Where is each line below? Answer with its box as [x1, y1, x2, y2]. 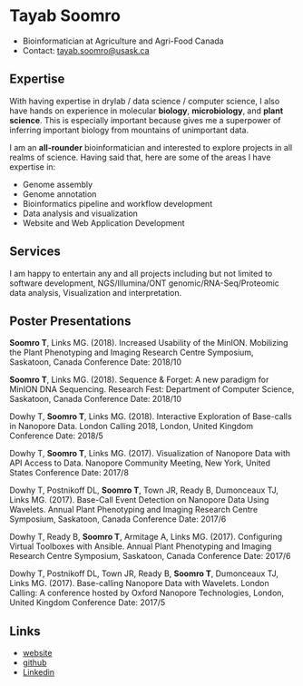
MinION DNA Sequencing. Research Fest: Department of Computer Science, [9, 384, 295, 395]
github [22, 657, 47, 668]
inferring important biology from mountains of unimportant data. [9, 124, 249, 135]
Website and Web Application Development [22, 217, 185, 228]
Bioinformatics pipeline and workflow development [22, 198, 213, 209]
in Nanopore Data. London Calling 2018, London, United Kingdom [9, 421, 254, 432]
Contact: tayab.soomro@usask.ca [22, 44, 150, 55]
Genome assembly [22, 179, 93, 190]
